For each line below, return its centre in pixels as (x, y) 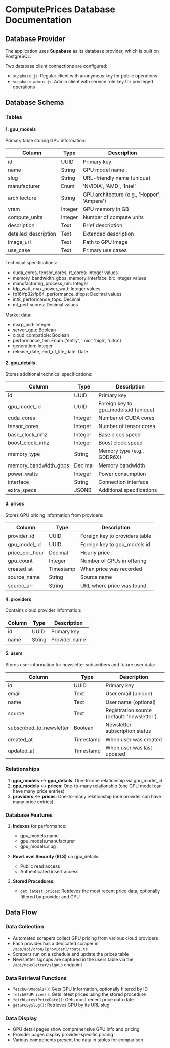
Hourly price (95, 552)
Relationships (23, 769)
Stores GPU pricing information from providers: (54, 515)
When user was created (134, 740)
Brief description (103, 225)
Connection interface (123, 482)
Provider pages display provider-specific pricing (63, 1035)
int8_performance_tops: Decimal (47, 299)
